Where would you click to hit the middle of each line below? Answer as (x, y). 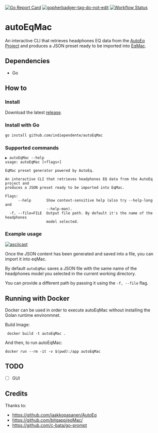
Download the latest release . (33, 112)
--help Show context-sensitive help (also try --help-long (85, 200)
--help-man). (59, 209)
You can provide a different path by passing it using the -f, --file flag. (77, 283)
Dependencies (27, 61)
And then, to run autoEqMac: (34, 343)
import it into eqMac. (26, 259)
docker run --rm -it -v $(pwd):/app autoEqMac (53, 352)
